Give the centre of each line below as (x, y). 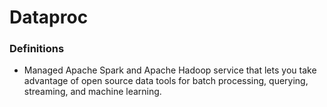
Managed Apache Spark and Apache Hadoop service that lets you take (170, 70)
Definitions (37, 49)
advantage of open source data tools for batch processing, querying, (166, 81)
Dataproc (49, 17)
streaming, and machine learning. (92, 92)
